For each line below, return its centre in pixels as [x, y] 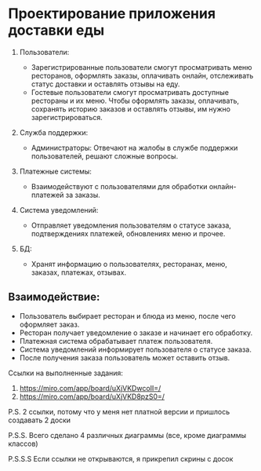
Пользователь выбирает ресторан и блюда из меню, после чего [128, 316]
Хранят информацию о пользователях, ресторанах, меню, [129, 264]
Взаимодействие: [54, 297]
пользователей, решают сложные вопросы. [105, 156]
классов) [23, 444]
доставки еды [56, 30]
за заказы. [83, 195]
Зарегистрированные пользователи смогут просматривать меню [141, 67]
